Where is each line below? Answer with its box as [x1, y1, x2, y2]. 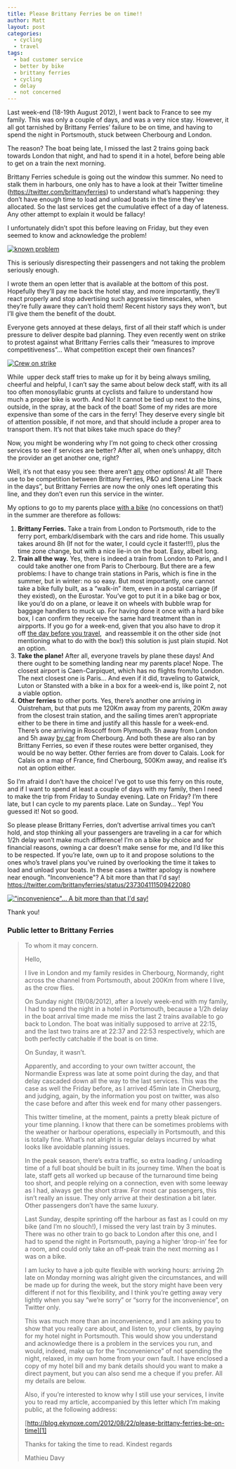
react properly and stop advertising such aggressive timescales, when [7, 295, 211, 303]
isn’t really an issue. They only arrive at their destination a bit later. [24, 1194, 216, 1202]
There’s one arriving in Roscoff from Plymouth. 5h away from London [17, 726, 218, 735]
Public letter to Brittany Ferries [7, 926, 114, 936]
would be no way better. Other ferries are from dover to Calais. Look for [17, 749, 225, 757]
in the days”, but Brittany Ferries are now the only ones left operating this [7, 483, 219, 491]
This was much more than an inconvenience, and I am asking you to [24, 1317, 221, 1325]
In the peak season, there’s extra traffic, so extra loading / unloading [24, 1157, 223, 1165]
